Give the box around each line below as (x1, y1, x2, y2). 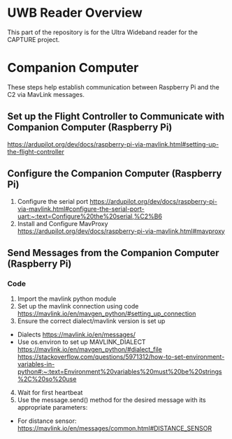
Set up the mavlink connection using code (17, 302, 139, 311)
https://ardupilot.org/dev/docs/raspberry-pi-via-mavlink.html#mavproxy (17, 227, 225, 235)
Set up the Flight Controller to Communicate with (7, 110, 225, 123)
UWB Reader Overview (7, 5, 143, 21)
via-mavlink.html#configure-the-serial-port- (17, 204, 145, 213)
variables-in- (17, 360, 55, 369)
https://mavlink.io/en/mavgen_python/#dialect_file (17, 345, 162, 354)
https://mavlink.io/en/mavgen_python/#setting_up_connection (17, 309, 196, 318)
